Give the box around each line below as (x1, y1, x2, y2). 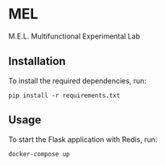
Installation (8, 55, 66, 68)
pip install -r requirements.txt (8, 91, 121, 99)
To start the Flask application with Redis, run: (8, 134, 158, 144)
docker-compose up (8, 150, 70, 158)
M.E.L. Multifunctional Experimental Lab (8, 31, 141, 41)
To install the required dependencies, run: (8, 75, 147, 85)
